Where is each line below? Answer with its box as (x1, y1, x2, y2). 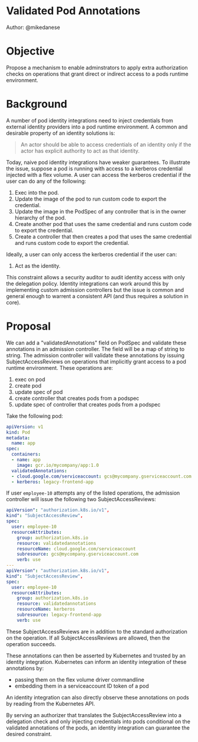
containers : (11, 451, 41, 457)
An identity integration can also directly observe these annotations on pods (6, 693, 189, 701)
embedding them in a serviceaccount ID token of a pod (14, 682, 150, 689)
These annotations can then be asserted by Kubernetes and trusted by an (6, 652, 186, 659)
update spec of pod (14, 388, 63, 395)
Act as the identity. (14, 262, 61, 269)
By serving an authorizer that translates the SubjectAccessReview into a (6, 711, 182, 718)
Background (6, 98, 67, 111)
